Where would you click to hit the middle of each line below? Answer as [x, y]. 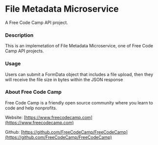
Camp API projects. [24, 51]
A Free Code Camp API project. [37, 22]
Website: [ [15, 117]
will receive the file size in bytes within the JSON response [64, 80]
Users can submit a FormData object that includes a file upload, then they [79, 74]
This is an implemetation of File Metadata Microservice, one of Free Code [79, 46]
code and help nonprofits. [31, 108]
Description [19, 35]
